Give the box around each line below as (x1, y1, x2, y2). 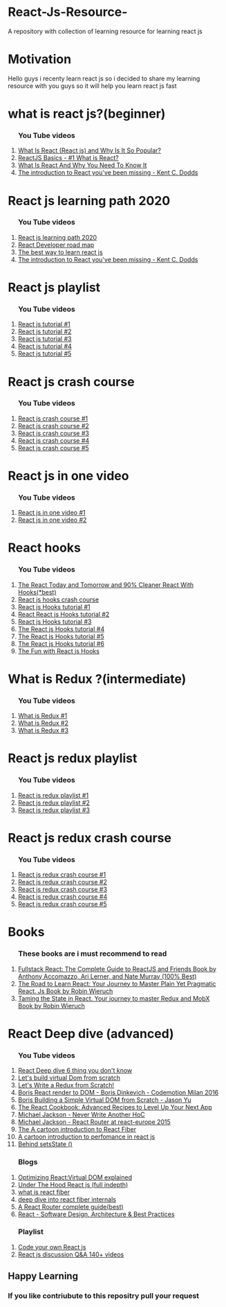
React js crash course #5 (17, 444, 89, 452)
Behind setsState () (17, 1140, 73, 1148)
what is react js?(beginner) (8, 106, 166, 122)
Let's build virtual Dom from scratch (17, 1073, 120, 1082)
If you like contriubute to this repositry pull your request (8, 1291, 200, 1301)
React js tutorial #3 (17, 335, 72, 343)
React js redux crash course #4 (17, 893, 108, 901)
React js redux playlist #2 (17, 798, 91, 807)
